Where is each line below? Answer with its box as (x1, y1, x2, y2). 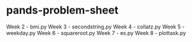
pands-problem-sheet (6, 4, 119, 17)
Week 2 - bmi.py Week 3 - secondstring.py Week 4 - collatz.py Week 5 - (6, 23, 185, 30)
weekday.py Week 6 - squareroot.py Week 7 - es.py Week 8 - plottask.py (6, 29, 187, 36)
